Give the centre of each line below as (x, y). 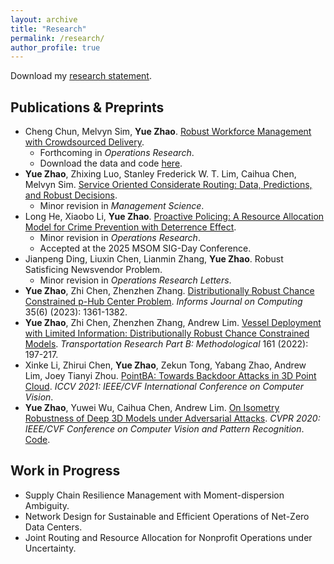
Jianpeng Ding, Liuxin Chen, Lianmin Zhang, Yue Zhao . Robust (154, 259)
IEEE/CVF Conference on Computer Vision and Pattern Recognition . (164, 429)
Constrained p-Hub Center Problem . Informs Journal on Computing (163, 302)
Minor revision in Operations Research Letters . (135, 280)
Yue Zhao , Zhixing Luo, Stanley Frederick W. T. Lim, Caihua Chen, (160, 174)
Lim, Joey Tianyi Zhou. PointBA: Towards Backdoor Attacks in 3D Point (170, 376)
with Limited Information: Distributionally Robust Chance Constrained (167, 333)
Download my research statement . (81, 76)
